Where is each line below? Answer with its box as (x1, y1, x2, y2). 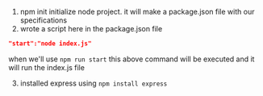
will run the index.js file (8, 62, 85, 72)
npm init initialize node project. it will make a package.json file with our (19, 7, 255, 16)
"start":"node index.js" (8, 40, 92, 48)
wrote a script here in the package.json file (19, 24, 163, 33)
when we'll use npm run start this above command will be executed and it (8, 54, 255, 64)
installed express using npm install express (19, 78, 168, 88)
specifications (19, 15, 67, 25)
